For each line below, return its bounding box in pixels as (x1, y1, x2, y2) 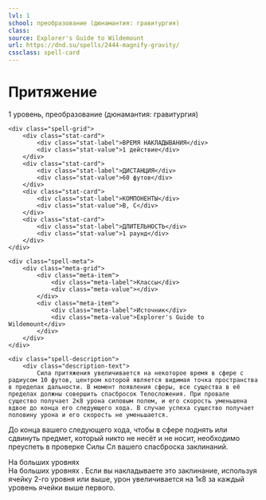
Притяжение (8, 83, 98, 101)
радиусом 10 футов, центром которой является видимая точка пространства (8, 376, 259, 384)
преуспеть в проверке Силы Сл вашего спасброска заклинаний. (8, 442, 229, 451)
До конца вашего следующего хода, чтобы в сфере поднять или (8, 424, 228, 435)
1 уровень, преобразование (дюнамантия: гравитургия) (8, 109, 199, 119)
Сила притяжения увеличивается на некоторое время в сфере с (37, 368, 244, 377)
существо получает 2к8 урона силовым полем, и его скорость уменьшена (8, 396, 248, 405)
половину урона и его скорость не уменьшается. (8, 411, 170, 419)
